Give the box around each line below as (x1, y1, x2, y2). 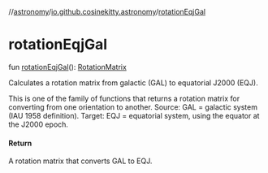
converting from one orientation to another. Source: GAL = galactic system (8, 102, 258, 112)
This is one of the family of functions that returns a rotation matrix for (8, 93, 240, 103)
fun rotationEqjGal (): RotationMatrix (8, 62, 128, 71)
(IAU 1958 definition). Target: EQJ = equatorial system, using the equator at (8, 110, 260, 120)
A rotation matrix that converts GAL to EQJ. (8, 156, 153, 166)
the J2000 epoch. (8, 119, 69, 129)
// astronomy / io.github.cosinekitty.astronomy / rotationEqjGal (8, 7, 205, 16)
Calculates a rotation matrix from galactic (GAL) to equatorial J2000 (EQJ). (8, 77, 258, 88)
